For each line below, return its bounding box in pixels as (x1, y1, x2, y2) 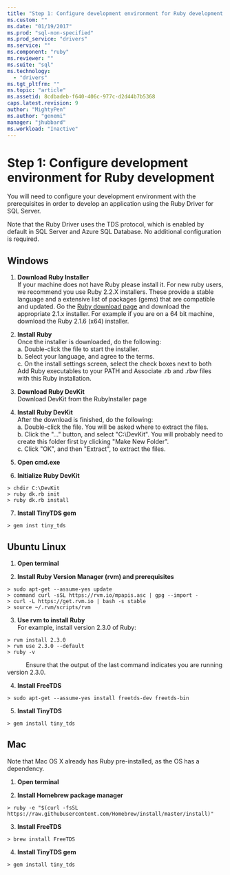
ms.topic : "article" (7, 87, 67, 94)
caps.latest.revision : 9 (7, 100, 79, 107)
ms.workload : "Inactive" (7, 125, 79, 132)
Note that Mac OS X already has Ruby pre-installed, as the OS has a (7, 757, 200, 765)
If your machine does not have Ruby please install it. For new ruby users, (17, 280, 224, 289)
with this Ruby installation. (17, 375, 92, 383)
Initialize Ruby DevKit (17, 472, 81, 480)
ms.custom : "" (7, 17, 48, 23)
